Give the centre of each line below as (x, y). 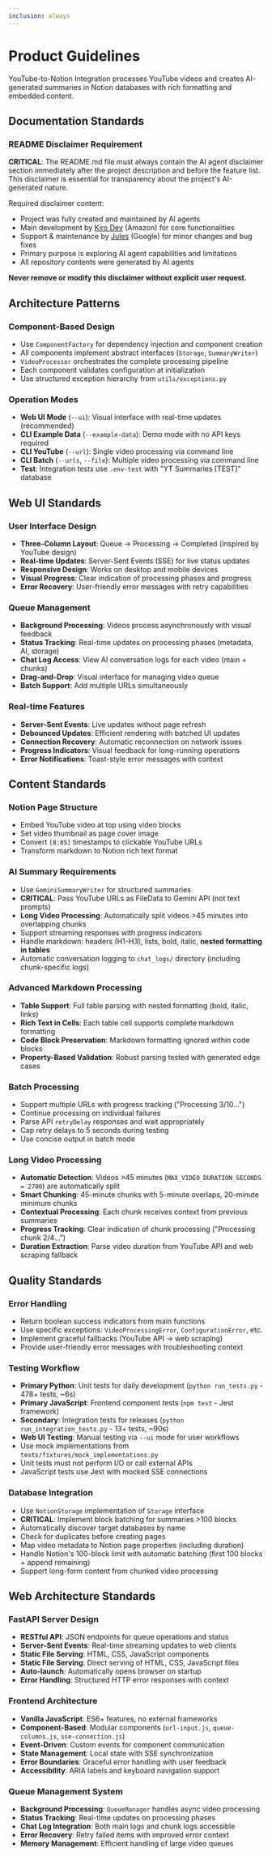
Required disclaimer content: (56, 203)
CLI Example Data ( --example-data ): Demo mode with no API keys (130, 434)
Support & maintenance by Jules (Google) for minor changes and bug (136, 237)
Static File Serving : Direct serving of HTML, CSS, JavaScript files (130, 1663)
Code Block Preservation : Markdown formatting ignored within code (135, 1040)
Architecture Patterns (64, 304)
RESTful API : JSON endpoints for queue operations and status (124, 1637)
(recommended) (47, 426)
